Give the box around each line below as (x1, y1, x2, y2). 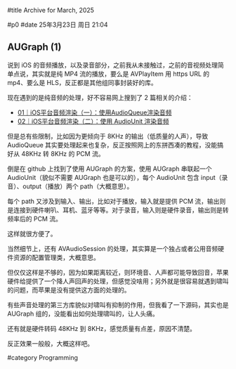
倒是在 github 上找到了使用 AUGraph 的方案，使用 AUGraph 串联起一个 (7, 164, 212, 173)
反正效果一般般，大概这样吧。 (7, 339, 93, 347)
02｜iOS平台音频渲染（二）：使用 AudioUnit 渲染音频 (17, 117, 170, 125)
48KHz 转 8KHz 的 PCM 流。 (20, 149, 105, 157)
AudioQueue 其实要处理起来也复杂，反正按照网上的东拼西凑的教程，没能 (7, 141, 218, 149)
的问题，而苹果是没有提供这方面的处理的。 (7, 285, 131, 294)
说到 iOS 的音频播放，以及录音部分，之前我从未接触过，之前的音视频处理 (7, 60, 218, 69)
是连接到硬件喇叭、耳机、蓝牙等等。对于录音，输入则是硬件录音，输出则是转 (7, 205, 229, 214)
